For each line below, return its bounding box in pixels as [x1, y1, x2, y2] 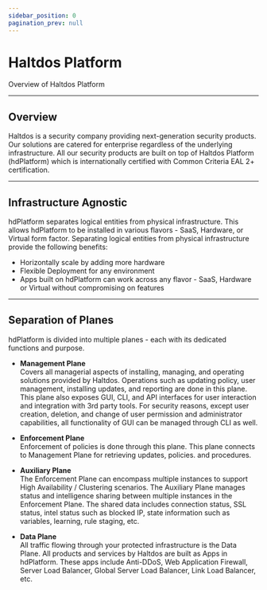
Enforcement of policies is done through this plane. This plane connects [19, 441, 256, 451]
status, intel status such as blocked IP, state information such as [19, 507, 230, 518]
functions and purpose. [8, 343, 85, 353]
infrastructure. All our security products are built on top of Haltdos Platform [8, 148, 254, 158]
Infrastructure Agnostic [8, 196, 128, 209]
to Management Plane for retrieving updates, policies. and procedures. [19, 450, 252, 459]
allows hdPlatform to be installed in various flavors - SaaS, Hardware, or [8, 225, 244, 235]
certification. [8, 165, 50, 175]
